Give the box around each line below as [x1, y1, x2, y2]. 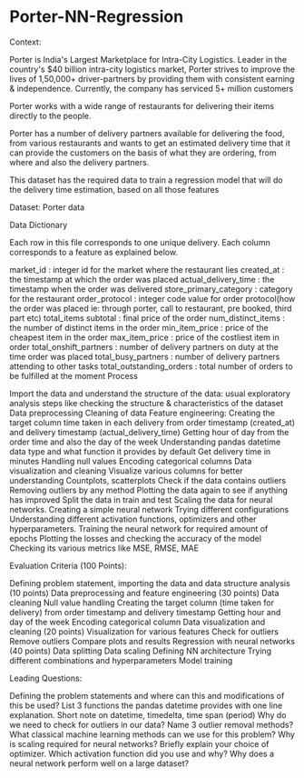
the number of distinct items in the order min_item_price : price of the [9, 322, 270, 333]
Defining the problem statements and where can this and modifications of [9, 690, 285, 701]
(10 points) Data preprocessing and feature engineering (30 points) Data [9, 587, 279, 598]
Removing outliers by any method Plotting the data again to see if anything [9, 484, 289, 495]
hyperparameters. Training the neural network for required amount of [9, 523, 269, 534]
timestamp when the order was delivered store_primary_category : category [9, 284, 293, 294]
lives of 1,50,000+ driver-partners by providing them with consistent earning [9, 73, 295, 84]
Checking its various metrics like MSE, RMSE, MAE [9, 543, 200, 554]
